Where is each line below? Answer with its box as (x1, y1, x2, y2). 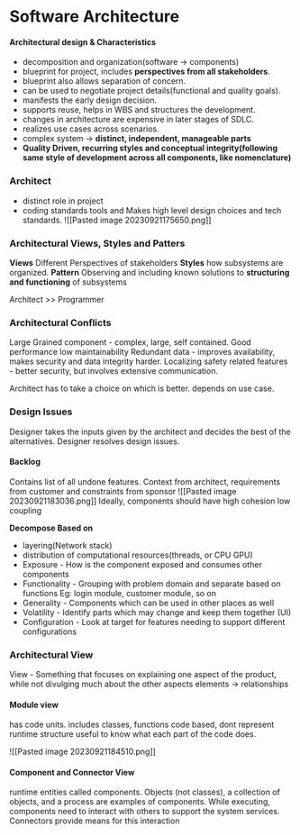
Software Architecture (9, 6, 180, 27)
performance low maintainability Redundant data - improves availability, (9, 347, 276, 358)
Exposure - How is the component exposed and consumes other (22, 558, 263, 569)
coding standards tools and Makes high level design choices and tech (22, 204, 282, 215)
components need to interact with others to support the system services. (9, 806, 280, 817)
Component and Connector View (9, 767, 135, 777)
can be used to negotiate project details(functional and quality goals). (22, 86, 281, 96)
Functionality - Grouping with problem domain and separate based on (22, 578, 281, 589)
